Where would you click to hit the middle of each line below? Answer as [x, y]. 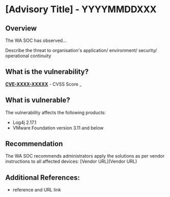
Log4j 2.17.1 [25, 122]
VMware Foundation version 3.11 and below [58, 128]
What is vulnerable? [38, 100]
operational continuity [28, 56]
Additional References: [43, 177]
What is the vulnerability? [47, 72]
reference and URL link [37, 190]
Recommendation [34, 144]
